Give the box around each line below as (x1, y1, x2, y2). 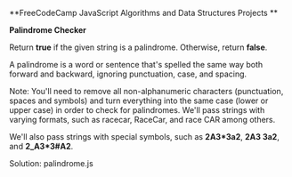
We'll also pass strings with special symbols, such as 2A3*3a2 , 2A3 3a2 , (9, 132, 280, 141)
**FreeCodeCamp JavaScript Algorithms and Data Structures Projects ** (9, 8, 279, 18)
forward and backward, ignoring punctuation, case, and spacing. (9, 68, 247, 79)
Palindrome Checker (9, 25, 87, 35)
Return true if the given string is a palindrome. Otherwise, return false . (9, 42, 268, 52)
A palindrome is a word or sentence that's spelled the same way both (9, 60, 264, 69)
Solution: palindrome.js (9, 158, 93, 168)
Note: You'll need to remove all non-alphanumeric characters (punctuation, (9, 86, 284, 96)
